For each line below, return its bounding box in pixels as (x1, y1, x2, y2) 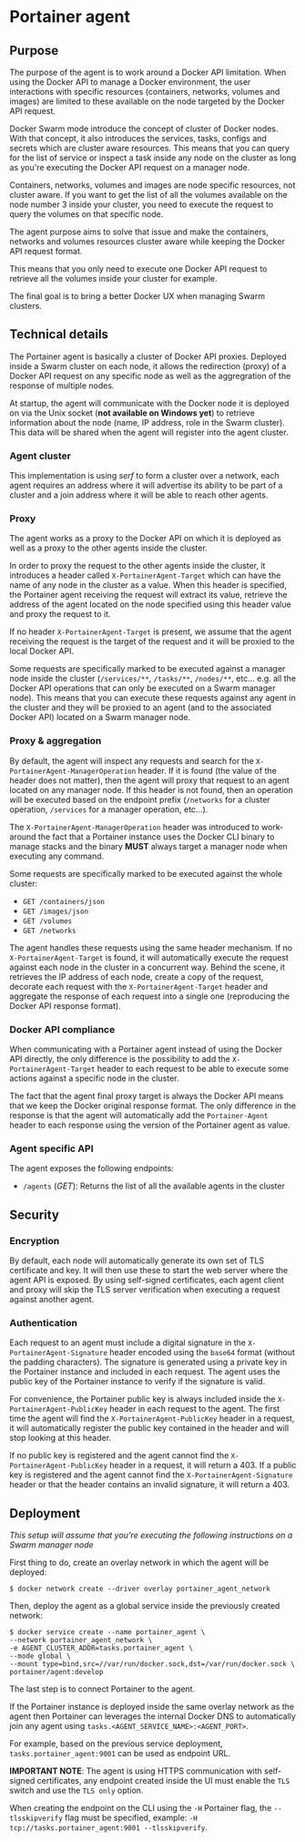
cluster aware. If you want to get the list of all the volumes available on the (9, 190, 289, 200)
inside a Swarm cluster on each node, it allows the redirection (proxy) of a (9, 360, 287, 371)
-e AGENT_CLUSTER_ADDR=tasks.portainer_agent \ (9, 1643, 194, 1653)
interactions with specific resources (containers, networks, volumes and (9, 87, 280, 97)
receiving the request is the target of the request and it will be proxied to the (9, 636, 295, 647)
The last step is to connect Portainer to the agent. (9, 1683, 196, 1694)
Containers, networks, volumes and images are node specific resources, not (9, 180, 296, 190)
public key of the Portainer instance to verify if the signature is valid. (9, 1376, 266, 1387)
